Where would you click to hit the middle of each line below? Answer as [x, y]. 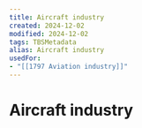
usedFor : [25, 58]
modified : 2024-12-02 [49, 34]
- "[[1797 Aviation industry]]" [68, 67]
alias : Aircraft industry [56, 50]
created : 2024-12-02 [47, 26]
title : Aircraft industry [56, 17]
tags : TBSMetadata [43, 42]
